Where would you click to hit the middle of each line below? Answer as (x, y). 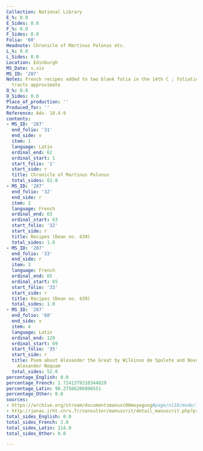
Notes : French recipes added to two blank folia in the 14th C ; (90, 79)
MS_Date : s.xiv (25, 68)
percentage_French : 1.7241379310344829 (56, 383)
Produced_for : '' (28, 107)
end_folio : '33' (32, 254)
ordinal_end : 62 (32, 152)
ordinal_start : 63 (35, 220)
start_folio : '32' (35, 225)
